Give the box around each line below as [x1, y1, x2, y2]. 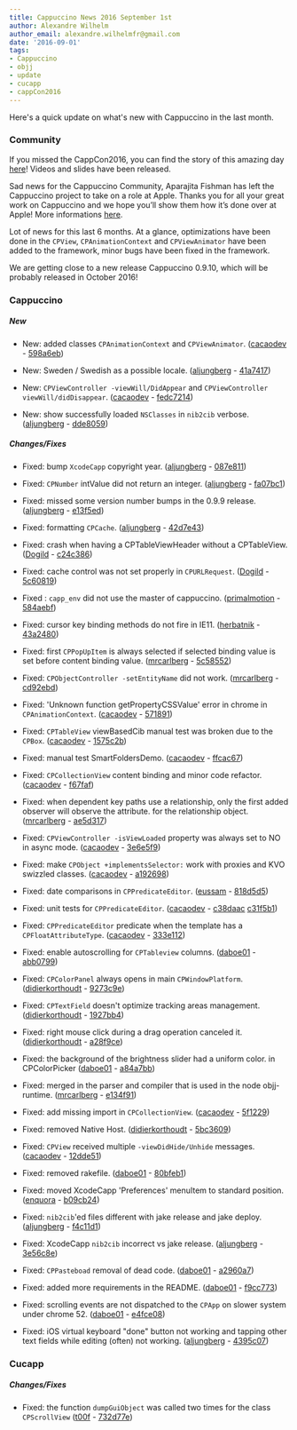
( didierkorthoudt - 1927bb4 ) [21, 1009, 124, 1020]
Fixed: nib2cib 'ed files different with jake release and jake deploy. [21, 1212, 262, 1222]
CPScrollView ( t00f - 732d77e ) [21, 1411, 133, 1422]
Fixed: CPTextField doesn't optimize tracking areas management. [21, 1000, 261, 1011]
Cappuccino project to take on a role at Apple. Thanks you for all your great [9, 190, 285, 201]
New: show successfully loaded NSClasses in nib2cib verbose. [21, 409, 250, 419]
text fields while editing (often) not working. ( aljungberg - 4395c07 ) [21, 1335, 270, 1346]
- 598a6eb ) [21, 347, 65, 358]
